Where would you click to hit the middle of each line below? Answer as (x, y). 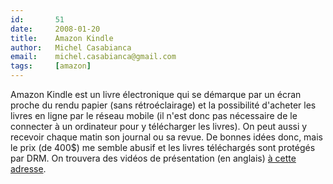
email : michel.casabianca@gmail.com (93, 57)
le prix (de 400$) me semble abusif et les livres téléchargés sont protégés (163, 147)
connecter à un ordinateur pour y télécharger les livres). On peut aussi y (159, 126)
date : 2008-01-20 (55, 29)
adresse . (28, 169)
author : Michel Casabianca (71, 47)
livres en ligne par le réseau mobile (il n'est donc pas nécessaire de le (154, 115)
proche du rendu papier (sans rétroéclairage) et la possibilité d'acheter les (163, 105)
